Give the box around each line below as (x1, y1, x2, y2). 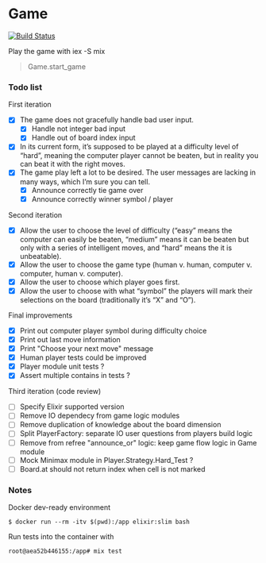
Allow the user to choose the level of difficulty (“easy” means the (19, 226, 233, 235)
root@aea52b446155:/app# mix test (8, 547, 123, 556)
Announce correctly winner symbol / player (31, 194, 173, 203)
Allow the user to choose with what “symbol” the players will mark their (19, 286, 253, 295)
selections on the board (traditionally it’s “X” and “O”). (19, 295, 196, 304)
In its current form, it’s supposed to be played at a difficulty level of (19, 142, 239, 152)
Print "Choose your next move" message (19, 344, 153, 353)
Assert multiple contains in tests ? (19, 371, 131, 380)
